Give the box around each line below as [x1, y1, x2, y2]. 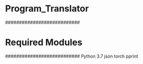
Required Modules [5, 37, 83, 48]
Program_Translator [5, 3, 89, 14]
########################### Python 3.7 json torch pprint [5, 53, 139, 59]
